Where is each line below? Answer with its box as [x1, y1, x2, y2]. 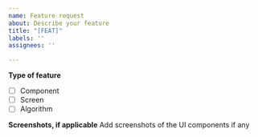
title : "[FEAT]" [8, 26, 63, 34]
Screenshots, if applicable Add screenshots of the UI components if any [8, 120, 250, 130]
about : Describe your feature [8, 19, 110, 27]
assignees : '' [8, 42, 56, 50]
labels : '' [8, 34, 45, 42]
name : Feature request [8, 11, 84, 20]
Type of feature [8, 71, 62, 80]
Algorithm [19, 104, 53, 114]
